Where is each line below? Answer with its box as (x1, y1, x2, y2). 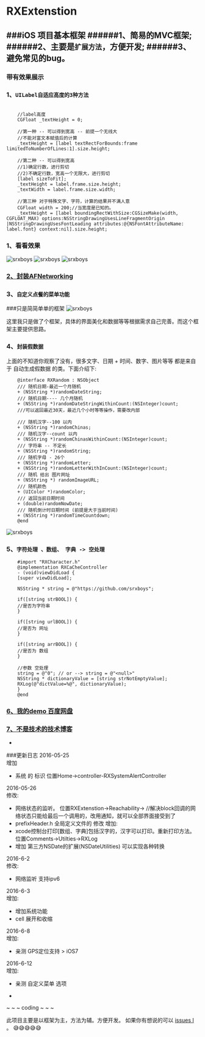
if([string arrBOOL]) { (17, 641, 78, 647)
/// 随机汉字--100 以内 (17, 419, 72, 425)
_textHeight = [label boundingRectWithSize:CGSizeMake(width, (17, 210, 179, 216)
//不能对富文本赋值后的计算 (17, 135, 77, 141)
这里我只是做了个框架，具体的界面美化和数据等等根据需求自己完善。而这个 (6, 318, 193, 325)
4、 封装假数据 (6, 342, 44, 351)
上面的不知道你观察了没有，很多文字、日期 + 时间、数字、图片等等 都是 (6, 357, 186, 364)
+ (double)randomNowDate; (17, 500, 84, 507)
